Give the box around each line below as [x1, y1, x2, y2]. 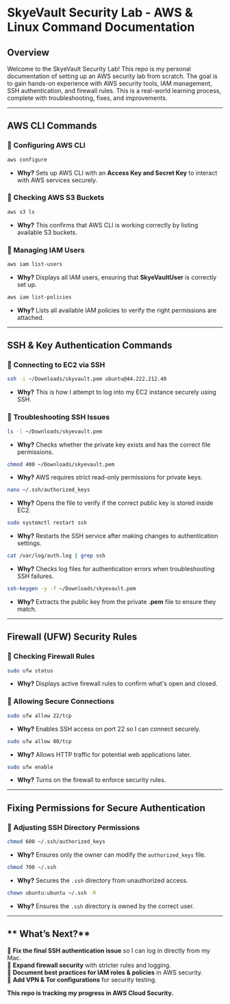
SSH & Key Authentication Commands [7, 340, 172, 351]
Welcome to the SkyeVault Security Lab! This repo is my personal [7, 65, 192, 73]
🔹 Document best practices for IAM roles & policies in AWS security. [7, 968, 203, 977]
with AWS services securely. [16, 176, 98, 184]
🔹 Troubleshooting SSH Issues [7, 412, 110, 422]
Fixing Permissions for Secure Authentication [7, 802, 205, 814]
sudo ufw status [7, 667, 53, 674]
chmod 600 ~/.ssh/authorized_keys [7, 838, 106, 845]
